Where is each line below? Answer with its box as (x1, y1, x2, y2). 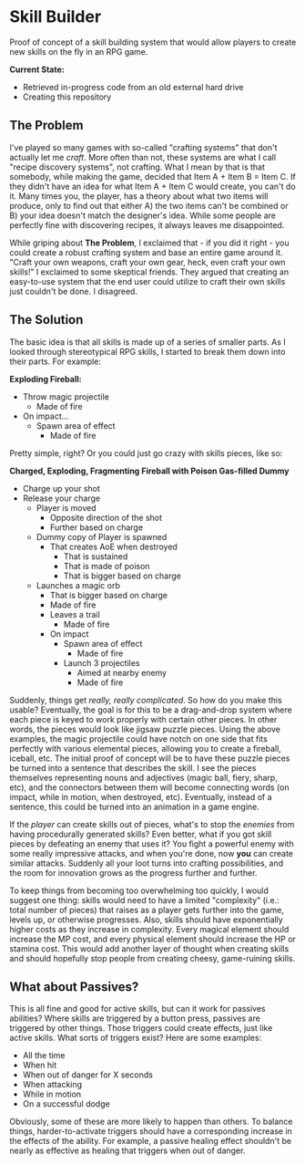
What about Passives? (9, 979, 139, 994)
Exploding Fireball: (9, 373, 82, 384)
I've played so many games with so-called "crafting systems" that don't (9, 141, 278, 152)
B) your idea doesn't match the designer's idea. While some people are (9, 210, 276, 221)
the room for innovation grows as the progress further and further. (9, 867, 258, 878)
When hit (22, 1060, 57, 1071)
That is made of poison (63, 560, 150, 571)
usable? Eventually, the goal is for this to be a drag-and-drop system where (9, 704, 293, 715)
